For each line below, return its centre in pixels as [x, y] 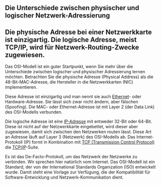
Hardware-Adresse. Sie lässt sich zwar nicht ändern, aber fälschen [72, 102]
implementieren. [21, 87]
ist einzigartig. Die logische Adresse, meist [71, 40]
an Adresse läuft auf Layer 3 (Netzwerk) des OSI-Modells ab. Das [70, 137]
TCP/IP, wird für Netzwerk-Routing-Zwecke [72, 47]
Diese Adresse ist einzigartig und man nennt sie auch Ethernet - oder [73, 97]
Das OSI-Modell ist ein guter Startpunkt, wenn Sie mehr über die [69, 67]
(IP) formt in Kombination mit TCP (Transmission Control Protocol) [89, 142]
